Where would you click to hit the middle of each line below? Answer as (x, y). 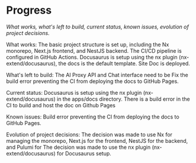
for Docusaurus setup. (84, 153)
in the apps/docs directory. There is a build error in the (124, 99)
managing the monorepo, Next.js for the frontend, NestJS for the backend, (97, 140)
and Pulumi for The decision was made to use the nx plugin (78, 147)
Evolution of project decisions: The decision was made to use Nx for (89, 135)
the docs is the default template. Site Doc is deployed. (124, 63)
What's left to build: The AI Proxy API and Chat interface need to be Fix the (97, 75)
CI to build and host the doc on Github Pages (61, 105)
